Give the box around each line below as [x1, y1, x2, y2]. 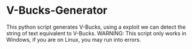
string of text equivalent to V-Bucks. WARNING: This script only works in [6, 29, 187, 36]
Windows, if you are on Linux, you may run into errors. [6, 36, 141, 43]
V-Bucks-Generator [6, 4, 107, 17]
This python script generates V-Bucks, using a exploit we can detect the [6, 23, 186, 30]
